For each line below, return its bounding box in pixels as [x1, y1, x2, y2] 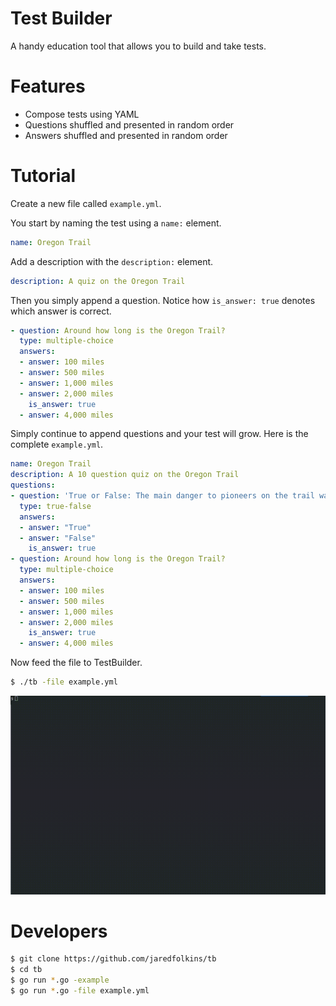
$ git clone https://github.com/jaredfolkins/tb [10, 954, 217, 964]
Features [10, 75, 86, 98]
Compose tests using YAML [24, 108, 140, 120]
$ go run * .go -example [10, 975, 110, 986]
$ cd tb [10, 965, 43, 975]
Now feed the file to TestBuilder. [10, 657, 143, 669]
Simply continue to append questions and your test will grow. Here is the [10, 428, 309, 440]
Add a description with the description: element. [10, 255, 214, 267]
